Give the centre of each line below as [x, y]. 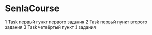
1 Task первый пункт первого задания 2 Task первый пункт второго [76, 22]
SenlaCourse [32, 9]
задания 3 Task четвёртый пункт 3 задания [51, 27]
